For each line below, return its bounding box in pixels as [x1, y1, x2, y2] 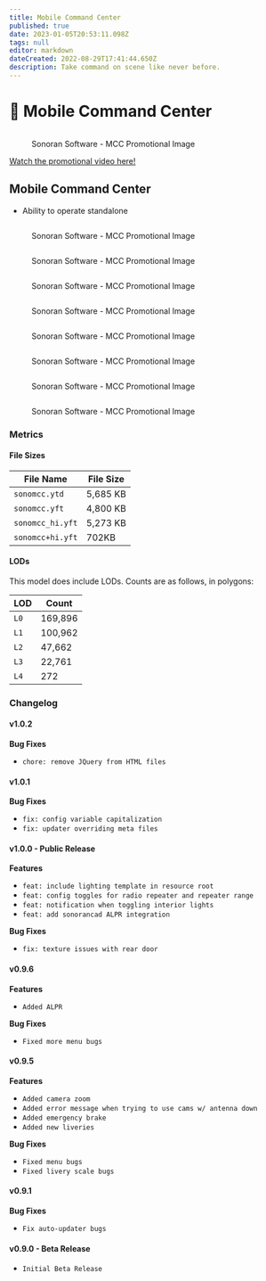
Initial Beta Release [21, 1265, 102, 1274]
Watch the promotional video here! [9, 155, 136, 166]
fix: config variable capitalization [21, 815, 163, 825]
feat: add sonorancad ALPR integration [21, 910, 171, 919]
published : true [9, 21, 69, 30]
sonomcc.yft [13, 503, 65, 513]
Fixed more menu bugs [21, 1037, 102, 1046]
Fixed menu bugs [21, 1157, 83, 1166]
